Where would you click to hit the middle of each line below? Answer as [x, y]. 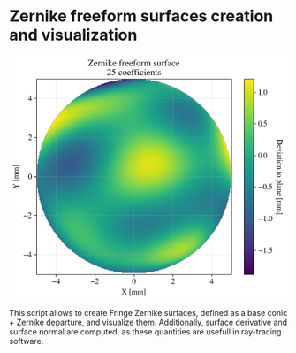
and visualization [73, 35]
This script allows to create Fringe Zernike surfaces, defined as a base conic [148, 312]
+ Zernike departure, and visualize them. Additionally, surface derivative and [148, 322]
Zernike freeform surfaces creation [141, 16]
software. [27, 341]
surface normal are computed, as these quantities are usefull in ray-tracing [145, 331]
